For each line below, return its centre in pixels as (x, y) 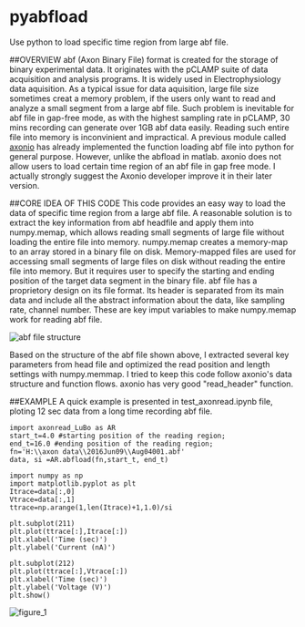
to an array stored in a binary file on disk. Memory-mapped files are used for (153, 252)
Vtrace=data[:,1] (42, 499)
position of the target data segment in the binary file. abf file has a (133, 281)
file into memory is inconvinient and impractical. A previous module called (148, 137)
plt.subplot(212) (42, 563)
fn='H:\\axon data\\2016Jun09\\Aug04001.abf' (97, 452)
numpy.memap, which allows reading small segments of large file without (147, 232)
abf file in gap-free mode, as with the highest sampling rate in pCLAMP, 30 (150, 118)
